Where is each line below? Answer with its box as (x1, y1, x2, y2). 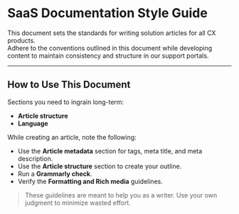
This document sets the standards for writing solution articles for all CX (7, 29, 216, 37)
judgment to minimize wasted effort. (24, 198, 132, 207)
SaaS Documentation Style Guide (7, 5, 208, 21)
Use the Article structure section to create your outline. (17, 162, 182, 170)
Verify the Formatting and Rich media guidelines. (17, 177, 164, 185)
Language (17, 119, 48, 128)
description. (17, 154, 53, 163)
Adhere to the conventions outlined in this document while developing (7, 44, 213, 52)
